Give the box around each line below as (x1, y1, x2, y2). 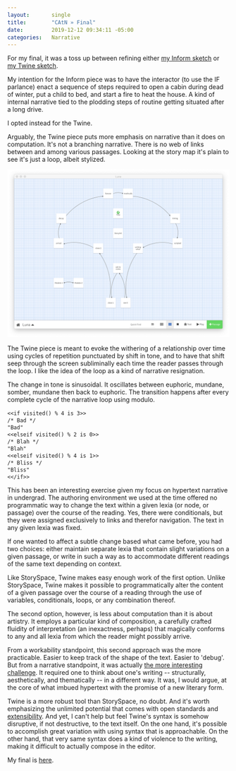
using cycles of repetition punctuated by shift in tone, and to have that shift (7, 352, 225, 360)
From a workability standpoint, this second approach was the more (7, 646, 201, 654)
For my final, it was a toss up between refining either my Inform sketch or (7, 54, 220, 63)
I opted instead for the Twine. (7, 119, 93, 127)
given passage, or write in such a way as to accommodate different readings (7, 552, 230, 561)
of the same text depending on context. (7, 560, 122, 568)
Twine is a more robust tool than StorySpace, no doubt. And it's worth (7, 697, 210, 706)
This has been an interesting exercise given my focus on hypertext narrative (7, 486, 228, 495)
